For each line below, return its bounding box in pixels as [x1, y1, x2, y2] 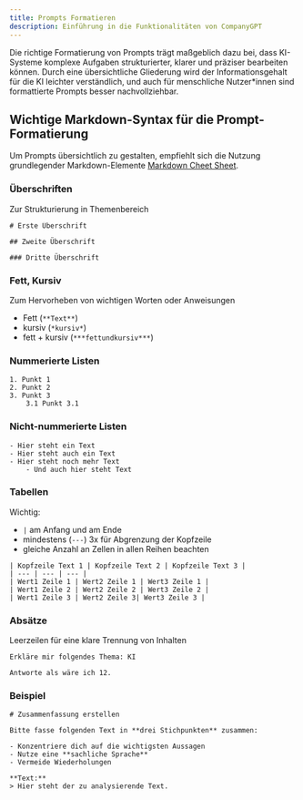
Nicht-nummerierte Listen [9, 420, 127, 433]
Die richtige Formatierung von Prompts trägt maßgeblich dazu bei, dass [9, 46, 278, 57]
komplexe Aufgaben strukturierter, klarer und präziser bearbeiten [44, 56, 288, 67]
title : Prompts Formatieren [9, 13, 116, 23]
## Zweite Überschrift [9, 237, 96, 246]
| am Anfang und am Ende [22, 524, 123, 535]
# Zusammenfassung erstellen [9, 710, 120, 720]
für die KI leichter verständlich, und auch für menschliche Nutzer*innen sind [9, 76, 295, 87]
